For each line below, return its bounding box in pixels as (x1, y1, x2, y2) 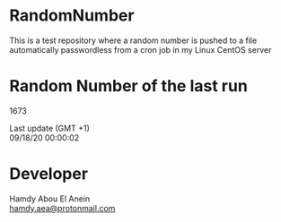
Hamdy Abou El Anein (9, 193, 91, 204)
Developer (9, 164, 88, 184)
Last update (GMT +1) (9, 123, 90, 133)
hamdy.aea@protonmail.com (9, 202, 116, 213)
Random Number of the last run (9, 76, 249, 97)
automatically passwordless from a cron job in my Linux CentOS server (9, 44, 272, 55)
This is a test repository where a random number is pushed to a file (9, 35, 258, 46)
